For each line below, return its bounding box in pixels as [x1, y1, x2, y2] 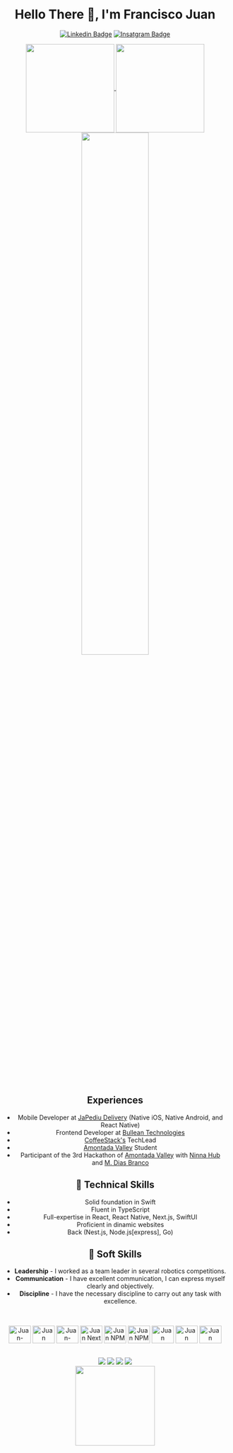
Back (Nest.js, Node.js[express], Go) [67, 1228, 174, 1236]
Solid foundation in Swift [84, 1197, 156, 1206]
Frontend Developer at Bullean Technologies [56, 1128, 185, 1136]
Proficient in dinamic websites [76, 1220, 165, 1229]
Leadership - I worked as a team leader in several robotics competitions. [14, 1267, 227, 1275]
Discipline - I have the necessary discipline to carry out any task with [19, 1289, 222, 1298]
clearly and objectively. [86, 1282, 154, 1291]
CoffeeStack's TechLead [84, 1136, 157, 1144]
